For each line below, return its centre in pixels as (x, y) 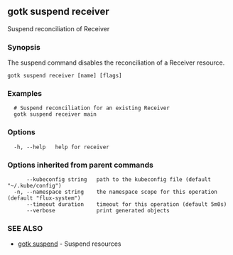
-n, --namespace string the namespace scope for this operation (116, 192)
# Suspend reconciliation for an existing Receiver (92, 108)
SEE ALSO (25, 228)
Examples (25, 94)
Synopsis (24, 47)
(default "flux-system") (44, 198)
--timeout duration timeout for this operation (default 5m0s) (126, 205)
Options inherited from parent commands (81, 165)
